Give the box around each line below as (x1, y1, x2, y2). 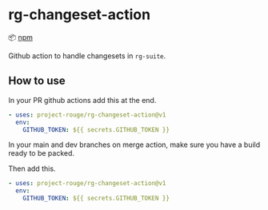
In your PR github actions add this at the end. (8, 95, 157, 105)
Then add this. (8, 164, 56, 173)
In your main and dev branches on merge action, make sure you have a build (8, 140, 261, 149)
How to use (8, 74, 66, 88)
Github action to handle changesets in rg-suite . (8, 50, 166, 61)
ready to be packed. (8, 149, 74, 158)
